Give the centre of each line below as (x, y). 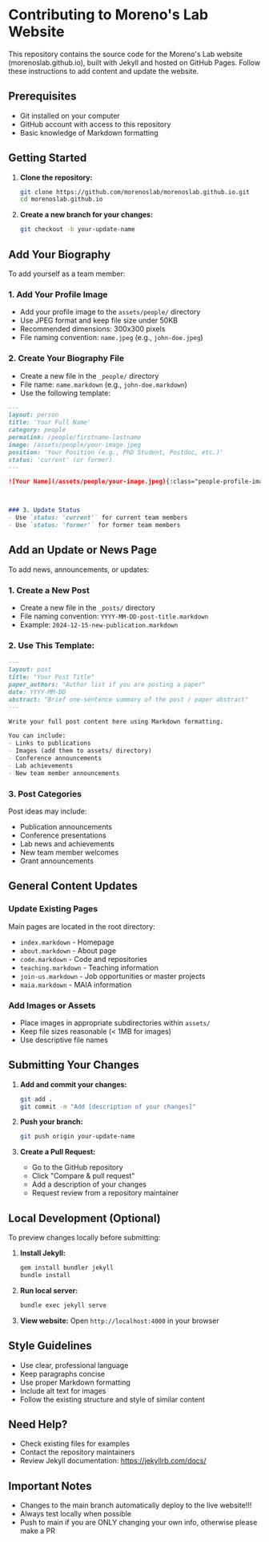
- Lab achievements (41, 765)
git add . (36, 1099)
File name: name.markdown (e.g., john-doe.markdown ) (104, 384)
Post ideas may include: (48, 811)
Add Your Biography (59, 254)
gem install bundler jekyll (66, 1268)
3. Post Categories (45, 793)
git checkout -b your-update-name (77, 229)
